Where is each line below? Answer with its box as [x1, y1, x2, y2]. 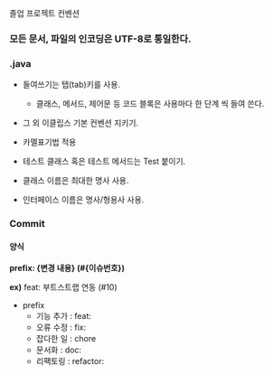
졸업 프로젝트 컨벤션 [9, 8, 80, 18]
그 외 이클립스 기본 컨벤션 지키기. [22, 117, 138, 128]
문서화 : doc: [35, 344, 82, 355]
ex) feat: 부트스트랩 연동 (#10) [9, 282, 118, 293]
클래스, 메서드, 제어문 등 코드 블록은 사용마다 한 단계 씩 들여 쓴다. [35, 98, 265, 109]
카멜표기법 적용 [22, 136, 77, 147]
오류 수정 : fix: [35, 322, 87, 333]
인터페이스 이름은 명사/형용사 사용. [22, 194, 145, 205]
